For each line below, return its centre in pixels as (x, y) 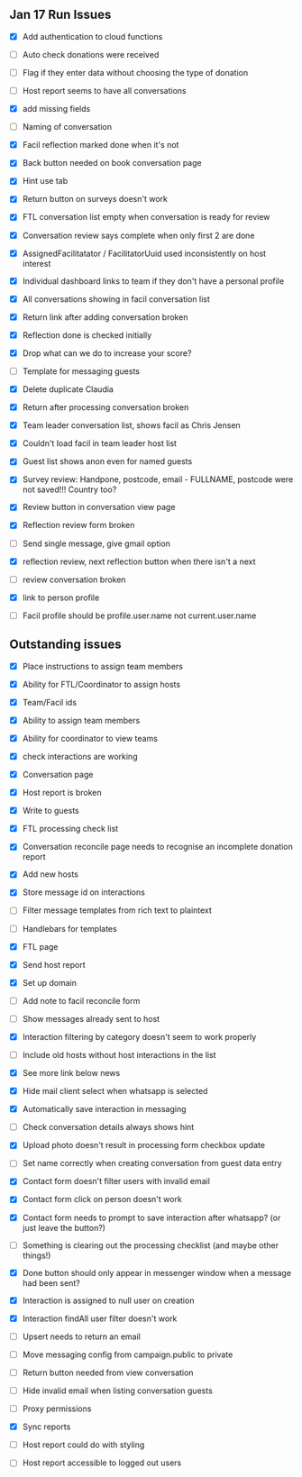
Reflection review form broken (78, 525)
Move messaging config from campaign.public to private (128, 1354)
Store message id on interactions (84, 892)
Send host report (54, 964)
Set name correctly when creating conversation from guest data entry (152, 1163)
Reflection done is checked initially (87, 335)
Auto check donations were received (91, 54)
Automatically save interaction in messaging (104, 1109)
